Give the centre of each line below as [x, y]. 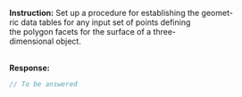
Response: [30, 68]
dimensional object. [46, 41]
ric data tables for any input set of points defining [100, 22]
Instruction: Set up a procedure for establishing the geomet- [121, 13]
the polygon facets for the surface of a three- [93, 32]
